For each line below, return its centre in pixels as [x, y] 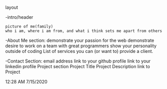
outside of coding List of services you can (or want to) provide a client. [79, 51]
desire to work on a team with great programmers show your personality [81, 46]
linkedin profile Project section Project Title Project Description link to [78, 66]
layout [12, 7]
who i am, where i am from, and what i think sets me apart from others [84, 31]
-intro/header [19, 17]
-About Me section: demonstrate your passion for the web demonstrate [80, 40]
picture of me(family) [29, 26]
